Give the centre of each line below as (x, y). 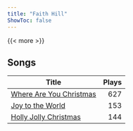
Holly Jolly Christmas (46, 117)
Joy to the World (38, 106)
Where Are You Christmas (53, 94)
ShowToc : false (30, 20)
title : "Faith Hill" (38, 14)
